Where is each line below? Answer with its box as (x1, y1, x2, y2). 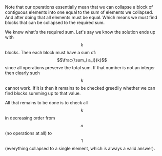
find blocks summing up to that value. (5, 90, 81, 96)
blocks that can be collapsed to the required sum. (5, 19, 105, 25)
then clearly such (5, 70, 40, 76)
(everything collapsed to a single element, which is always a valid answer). (5, 146, 155, 151)
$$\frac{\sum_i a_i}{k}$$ (57, 57, 107, 63)
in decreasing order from (5, 115, 55, 121)
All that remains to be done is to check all (5, 100, 88, 105)
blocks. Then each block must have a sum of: (5, 50, 97, 55)
